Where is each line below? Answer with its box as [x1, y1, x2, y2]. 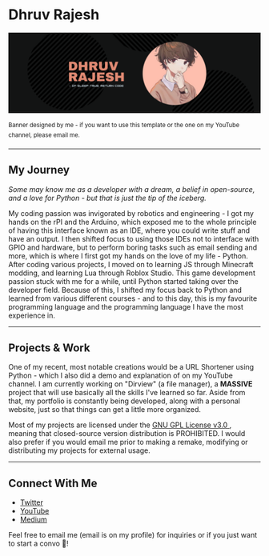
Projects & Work [8, 341, 90, 354]
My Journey [8, 163, 70, 177]
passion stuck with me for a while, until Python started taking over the [8, 276, 239, 286]
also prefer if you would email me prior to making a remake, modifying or [8, 438, 248, 447]
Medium [19, 514, 48, 525]
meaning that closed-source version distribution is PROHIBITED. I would [8, 429, 246, 438]
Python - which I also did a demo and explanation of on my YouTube [8, 370, 234, 381]
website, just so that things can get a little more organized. [8, 405, 202, 414]
